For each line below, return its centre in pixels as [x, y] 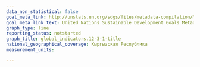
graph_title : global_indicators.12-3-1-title [63, 39]
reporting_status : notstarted [44, 33]
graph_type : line [28, 28]
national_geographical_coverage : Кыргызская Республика [77, 45]
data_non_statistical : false [42, 11]
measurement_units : [30, 50]
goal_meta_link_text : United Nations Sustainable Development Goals [93, 22]
